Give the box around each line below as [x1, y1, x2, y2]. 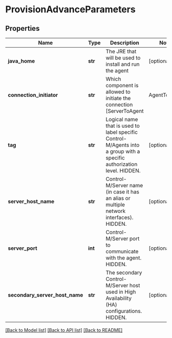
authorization [105, 161, 138, 168]
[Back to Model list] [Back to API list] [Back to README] [5, 327, 123, 333]
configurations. [105, 308, 142, 314]
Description [110, 39, 139, 46]
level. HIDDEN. [105, 167, 141, 174]
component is [105, 82, 139, 89]
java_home [8, 57, 35, 65]
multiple [105, 201, 125, 208]
